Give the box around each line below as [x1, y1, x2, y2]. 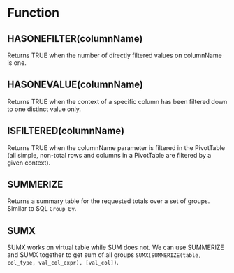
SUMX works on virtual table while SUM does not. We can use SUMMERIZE [7, 243, 225, 252]
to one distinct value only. [7, 105, 82, 113]
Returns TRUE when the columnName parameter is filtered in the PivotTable [7, 143, 226, 152]
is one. [7, 59, 27, 67]
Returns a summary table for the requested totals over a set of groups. [7, 197, 210, 205]
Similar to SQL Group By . [7, 205, 77, 213]
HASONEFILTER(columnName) [7, 33, 143, 45]
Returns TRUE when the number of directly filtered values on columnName [7, 51, 222, 59]
